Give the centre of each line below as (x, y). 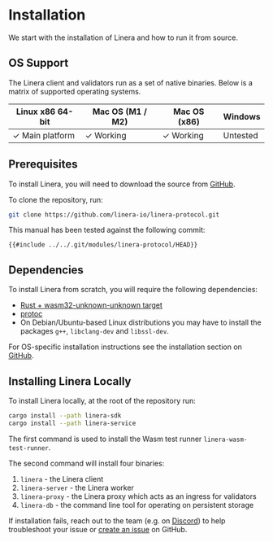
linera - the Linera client (62, 479)
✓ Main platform (44, 135)
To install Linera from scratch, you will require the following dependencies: (133, 290)
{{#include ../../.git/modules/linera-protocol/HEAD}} (103, 245)
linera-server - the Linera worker (77, 487)
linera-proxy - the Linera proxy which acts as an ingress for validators (139, 496)
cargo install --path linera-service (72, 423)
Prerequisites (43, 164)
